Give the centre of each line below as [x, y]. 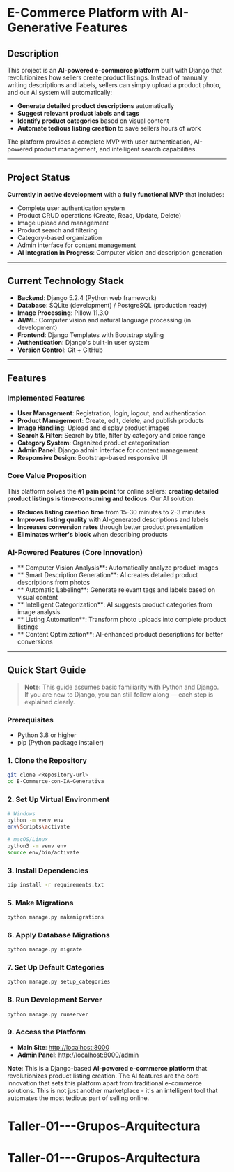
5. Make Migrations [40, 903]
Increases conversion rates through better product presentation [110, 527]
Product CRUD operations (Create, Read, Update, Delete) [99, 215]
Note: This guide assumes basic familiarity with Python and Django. [122, 687]
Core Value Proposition [47, 476]
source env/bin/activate [43, 852]
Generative [40, 28]
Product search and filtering [57, 230]
